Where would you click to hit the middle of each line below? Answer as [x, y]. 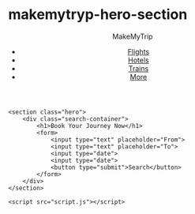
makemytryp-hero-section [98, 15]
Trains [139, 68]
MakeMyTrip [133, 36]
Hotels [138, 60]
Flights [139, 51]
